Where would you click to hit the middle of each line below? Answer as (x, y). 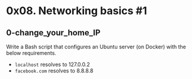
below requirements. (31, 53)
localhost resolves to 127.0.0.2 (52, 64)
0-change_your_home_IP (53, 33)
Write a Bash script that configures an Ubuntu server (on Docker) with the (96, 47)
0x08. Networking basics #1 (77, 11)
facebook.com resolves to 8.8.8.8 (54, 71)
